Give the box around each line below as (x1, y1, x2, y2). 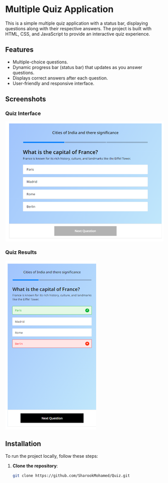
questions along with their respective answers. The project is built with (5, 25, 152, 31)
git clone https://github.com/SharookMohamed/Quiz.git (12, 473, 130, 478)
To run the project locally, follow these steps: (5, 453, 98, 459)
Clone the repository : (12, 462, 58, 469)
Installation (5, 440, 41, 448)
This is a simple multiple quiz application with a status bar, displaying (5, 20, 148, 26)
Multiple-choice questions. (12, 59, 68, 65)
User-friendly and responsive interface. (12, 80, 95, 86)
